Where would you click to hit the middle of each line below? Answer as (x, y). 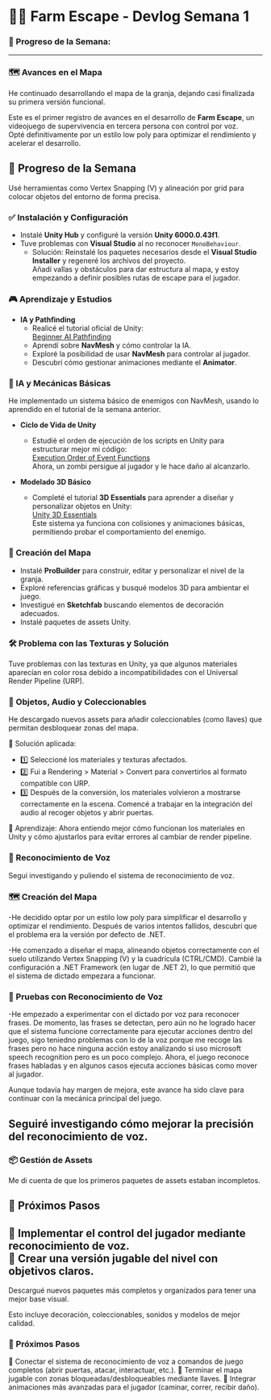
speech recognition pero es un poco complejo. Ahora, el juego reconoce (129, 1057)
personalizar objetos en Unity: (82, 506)
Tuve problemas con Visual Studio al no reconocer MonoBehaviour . (130, 243)
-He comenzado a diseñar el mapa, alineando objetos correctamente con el (134, 950)
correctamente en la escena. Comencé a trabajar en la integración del (136, 804)
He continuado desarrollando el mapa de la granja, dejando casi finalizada (131, 93)
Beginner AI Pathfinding (71, 337)
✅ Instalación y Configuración (69, 217)
